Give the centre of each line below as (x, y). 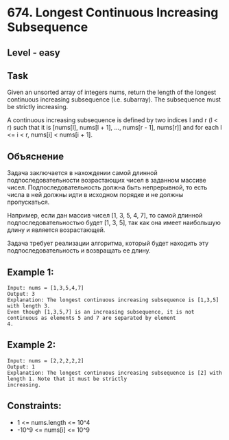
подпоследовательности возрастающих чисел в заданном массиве (107, 181)
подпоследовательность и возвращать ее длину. (79, 251)
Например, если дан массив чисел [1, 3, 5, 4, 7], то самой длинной (105, 216)
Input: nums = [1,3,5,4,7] (46, 288)
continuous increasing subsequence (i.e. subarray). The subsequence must (114, 100)
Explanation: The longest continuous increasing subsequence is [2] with (115, 373)
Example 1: (31, 272)
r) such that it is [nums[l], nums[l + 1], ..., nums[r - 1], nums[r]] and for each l (114, 128)
